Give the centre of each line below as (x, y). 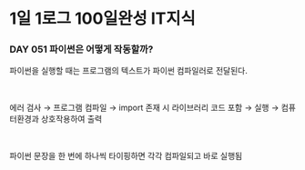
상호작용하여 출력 (71, 119)
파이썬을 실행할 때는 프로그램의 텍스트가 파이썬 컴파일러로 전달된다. (128, 71)
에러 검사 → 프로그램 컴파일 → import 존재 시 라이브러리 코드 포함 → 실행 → (144, 108)
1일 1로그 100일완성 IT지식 (102, 19)
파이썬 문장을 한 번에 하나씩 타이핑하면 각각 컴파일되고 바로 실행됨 (126, 156)
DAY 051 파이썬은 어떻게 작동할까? (81, 49)
